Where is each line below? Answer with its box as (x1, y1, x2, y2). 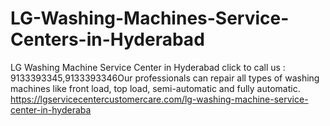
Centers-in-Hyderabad (10, 28, 205, 51)
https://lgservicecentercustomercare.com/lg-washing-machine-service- (10, 93, 309, 105)
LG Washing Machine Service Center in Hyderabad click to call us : (10, 61, 286, 73)
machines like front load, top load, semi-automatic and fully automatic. (10, 82, 301, 94)
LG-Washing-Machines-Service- (10, 7, 290, 30)
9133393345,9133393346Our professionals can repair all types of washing (10, 72, 320, 84)
